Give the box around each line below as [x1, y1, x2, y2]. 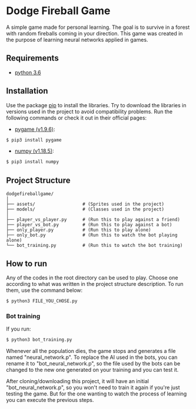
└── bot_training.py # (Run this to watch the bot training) [6, 243, 183, 249]
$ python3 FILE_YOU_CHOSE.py [6, 298, 78, 304]
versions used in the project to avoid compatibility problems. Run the [6, 108, 172, 115]
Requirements [6, 53, 59, 63]
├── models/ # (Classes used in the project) [6, 206, 165, 213]
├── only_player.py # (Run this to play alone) [6, 227, 151, 233]
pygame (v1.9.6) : [14, 126, 55, 133]
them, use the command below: [6, 286, 83, 293]
